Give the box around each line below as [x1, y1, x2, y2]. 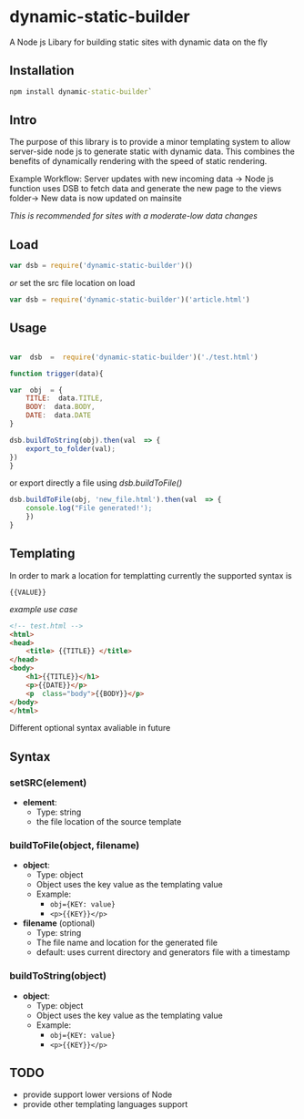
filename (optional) [22, 918, 96, 929]
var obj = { [9, 385, 64, 395]
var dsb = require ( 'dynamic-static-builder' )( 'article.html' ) [9, 295, 250, 304]
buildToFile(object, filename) [9, 838, 140, 851]
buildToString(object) [9, 970, 107, 982]
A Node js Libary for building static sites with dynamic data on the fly [9, 36, 269, 47]
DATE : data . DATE [25, 411, 92, 420]
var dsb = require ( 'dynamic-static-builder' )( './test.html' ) [9, 353, 258, 362]
